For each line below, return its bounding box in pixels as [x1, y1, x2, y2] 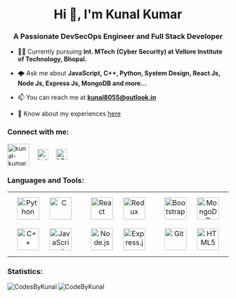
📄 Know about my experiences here [17, 109, 122, 118]
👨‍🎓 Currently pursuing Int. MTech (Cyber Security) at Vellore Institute [17, 47, 223, 56]
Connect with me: [7, 127, 70, 137]
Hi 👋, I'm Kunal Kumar [53, 6, 183, 23]
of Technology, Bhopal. [17, 55, 87, 63]
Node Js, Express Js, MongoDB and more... [17, 79, 147, 87]
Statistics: [7, 267, 44, 276]
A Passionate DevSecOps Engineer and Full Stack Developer [13, 32, 223, 42]
